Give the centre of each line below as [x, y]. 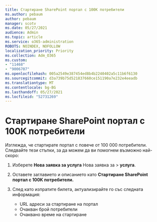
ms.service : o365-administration [39, 42]
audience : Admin [22, 32]
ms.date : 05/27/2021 [26, 28]
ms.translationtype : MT [30, 83]
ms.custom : [16, 60]
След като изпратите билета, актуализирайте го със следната [78, 190]
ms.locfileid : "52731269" [31, 96]
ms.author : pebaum [24, 14]
